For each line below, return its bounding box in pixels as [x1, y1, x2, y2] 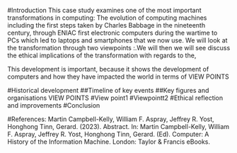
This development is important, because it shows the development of [7, 65, 209, 73]
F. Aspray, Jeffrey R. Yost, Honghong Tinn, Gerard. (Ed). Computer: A [7, 130, 209, 138]
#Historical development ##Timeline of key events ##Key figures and [7, 86, 209, 94]
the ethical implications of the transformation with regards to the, [7, 51, 197, 59]
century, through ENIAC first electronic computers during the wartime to [7, 28, 218, 37]
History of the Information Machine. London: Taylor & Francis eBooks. [7, 137, 211, 146]
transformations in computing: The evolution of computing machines [7, 13, 207, 22]
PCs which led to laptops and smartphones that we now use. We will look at [7, 36, 228, 45]
